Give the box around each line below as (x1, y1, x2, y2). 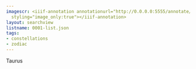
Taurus (6, 57, 23, 64)
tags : (6, 30, 19, 36)
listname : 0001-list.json (6, 25, 69, 31)
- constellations (6, 36, 48, 42)
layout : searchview (6, 19, 54, 25)
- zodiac (6, 42, 27, 47)
